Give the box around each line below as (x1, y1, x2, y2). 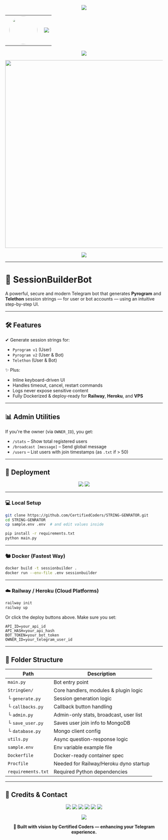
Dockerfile (7, 752, 33, 758)
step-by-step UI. (5, 301, 39, 307)
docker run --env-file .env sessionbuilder (5, 571, 97, 576)
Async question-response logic (53, 735, 128, 742)
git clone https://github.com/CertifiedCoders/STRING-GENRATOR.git (5, 512, 149, 518)
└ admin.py (7, 711, 33, 718)
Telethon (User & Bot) (12, 357, 57, 363)
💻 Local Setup (5, 499, 41, 506)
